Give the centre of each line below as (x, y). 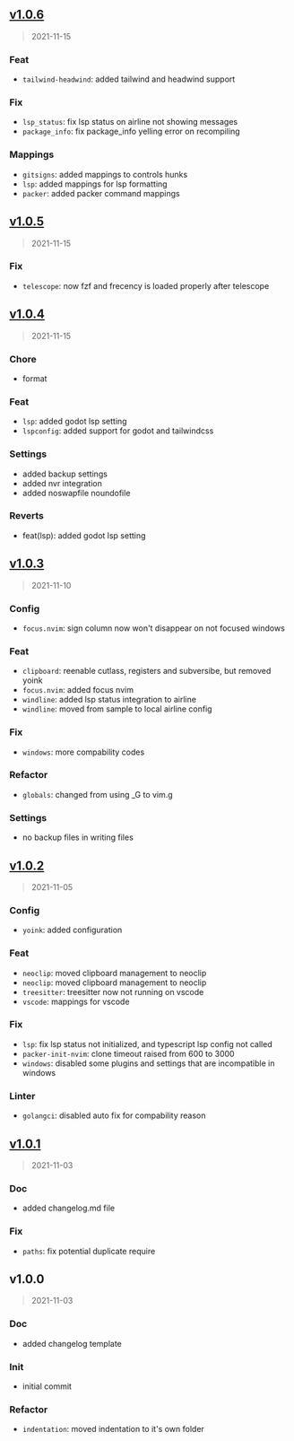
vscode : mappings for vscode (76, 1001)
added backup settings (65, 474)
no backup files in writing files (78, 837)
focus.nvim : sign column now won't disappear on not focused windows (153, 628)
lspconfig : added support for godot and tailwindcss (118, 431)
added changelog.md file (68, 1208)
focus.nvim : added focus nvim (78, 690)
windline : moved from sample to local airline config (117, 709)
